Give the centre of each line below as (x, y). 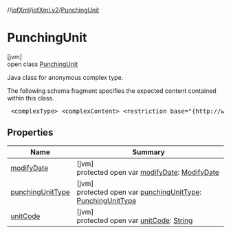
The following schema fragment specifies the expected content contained (112, 91)
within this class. (31, 98)
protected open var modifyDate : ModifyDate (148, 172)
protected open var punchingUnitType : (139, 192)
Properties (30, 132)
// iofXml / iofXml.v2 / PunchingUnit (53, 10)
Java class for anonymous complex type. (65, 77)
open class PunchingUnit (42, 64)
